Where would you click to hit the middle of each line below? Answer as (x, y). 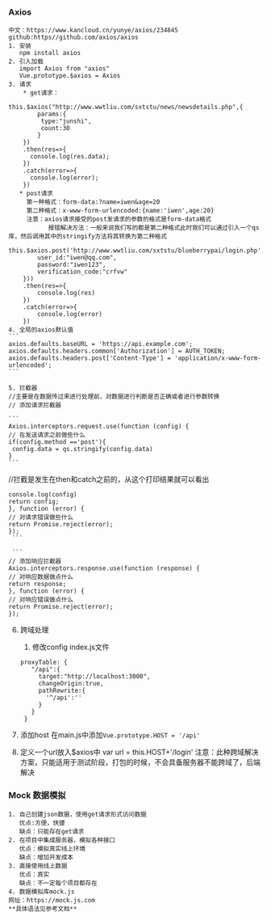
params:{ (52, 114)
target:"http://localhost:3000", (94, 677)
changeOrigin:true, (71, 684)
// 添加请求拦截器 (35, 405)
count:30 (55, 129)
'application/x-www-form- (218, 358)
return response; (38, 584)
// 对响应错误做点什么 (41, 600)
